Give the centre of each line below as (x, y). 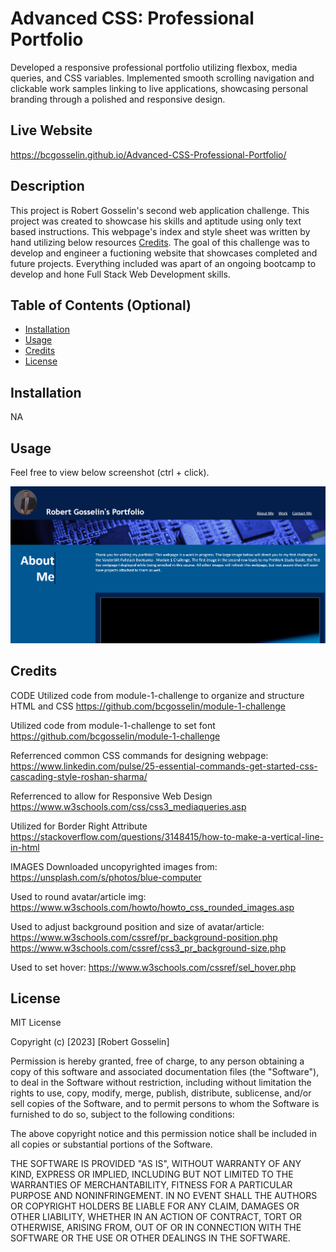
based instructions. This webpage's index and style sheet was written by (160, 231)
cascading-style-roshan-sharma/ (79, 776)
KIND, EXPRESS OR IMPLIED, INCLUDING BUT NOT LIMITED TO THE (152, 1174)
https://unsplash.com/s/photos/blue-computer (106, 877)
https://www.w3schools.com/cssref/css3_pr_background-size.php (148, 948)
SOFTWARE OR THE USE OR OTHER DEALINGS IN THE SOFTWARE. (150, 1238)
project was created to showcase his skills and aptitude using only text (156, 221)
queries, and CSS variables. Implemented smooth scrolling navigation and (162, 78)
